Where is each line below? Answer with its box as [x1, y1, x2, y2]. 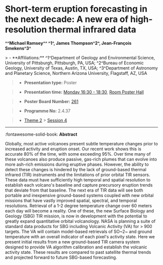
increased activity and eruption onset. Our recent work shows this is [5, 146, 142, 152]
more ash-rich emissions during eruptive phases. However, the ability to [5, 161, 149, 167]
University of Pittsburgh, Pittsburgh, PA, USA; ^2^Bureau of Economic [5, 60, 144, 66]
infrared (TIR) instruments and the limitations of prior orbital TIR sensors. [5, 172, 150, 177]
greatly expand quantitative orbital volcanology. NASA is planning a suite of [5, 218, 156, 224]
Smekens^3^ [5, 45, 32, 51]
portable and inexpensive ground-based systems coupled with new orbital [5, 192, 154, 198]
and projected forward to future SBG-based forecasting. [5, 254, 117, 260]
